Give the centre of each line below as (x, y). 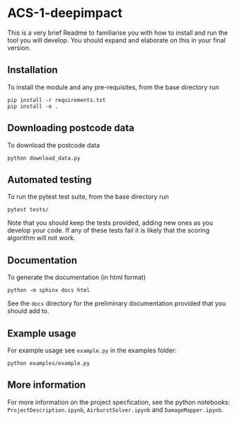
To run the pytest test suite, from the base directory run (88, 197)
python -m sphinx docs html (49, 291)
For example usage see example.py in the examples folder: (92, 350)
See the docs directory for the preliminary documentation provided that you (117, 303)
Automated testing (50, 180)
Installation (33, 70)
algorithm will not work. (41, 238)
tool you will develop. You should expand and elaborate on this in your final (117, 40)
